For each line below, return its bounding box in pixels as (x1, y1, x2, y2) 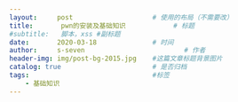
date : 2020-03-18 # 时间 (9, 37, 174, 47)
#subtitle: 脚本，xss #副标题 (9, 29, 122, 38)
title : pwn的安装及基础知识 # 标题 (9, 21, 195, 30)
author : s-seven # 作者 (9, 46, 206, 55)
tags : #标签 (9, 71, 171, 80)
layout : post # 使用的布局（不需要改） (9, 12, 234, 22)
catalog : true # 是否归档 (9, 63, 187, 72)
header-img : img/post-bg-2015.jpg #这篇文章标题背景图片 (9, 54, 223, 63)
